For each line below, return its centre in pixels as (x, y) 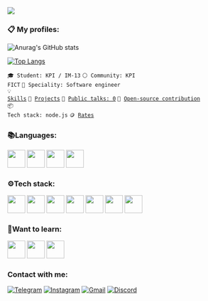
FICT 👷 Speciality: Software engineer (64, 85)
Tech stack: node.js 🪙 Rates (51, 115)
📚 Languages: (32, 135)
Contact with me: (38, 275)
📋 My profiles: (33, 29)
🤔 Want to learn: (35, 229)
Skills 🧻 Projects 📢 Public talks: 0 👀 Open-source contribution (104, 99)
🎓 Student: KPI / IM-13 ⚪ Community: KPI (71, 76)
